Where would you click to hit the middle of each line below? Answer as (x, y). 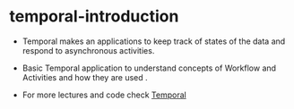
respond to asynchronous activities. (88, 50)
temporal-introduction (94, 17)
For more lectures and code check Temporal (104, 95)
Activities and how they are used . (85, 77)
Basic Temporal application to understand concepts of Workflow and (149, 68)
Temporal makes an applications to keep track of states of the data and (154, 41)
